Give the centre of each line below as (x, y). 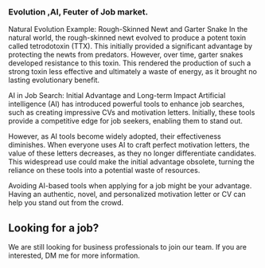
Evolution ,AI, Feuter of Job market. (78, 12)
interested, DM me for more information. (74, 256)
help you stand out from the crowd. (66, 203)
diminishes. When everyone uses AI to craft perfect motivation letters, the (129, 145)
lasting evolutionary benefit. (54, 80)
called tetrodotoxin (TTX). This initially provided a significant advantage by (131, 46)
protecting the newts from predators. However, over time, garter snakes (126, 55)
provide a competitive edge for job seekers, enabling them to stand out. (125, 121)
